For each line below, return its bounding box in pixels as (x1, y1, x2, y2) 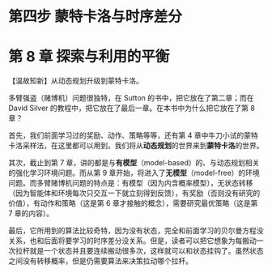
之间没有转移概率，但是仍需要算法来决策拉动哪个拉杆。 (8, 256, 193, 266)
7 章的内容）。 (8, 208, 54, 219)
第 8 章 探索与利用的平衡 (8, 48, 170, 66)
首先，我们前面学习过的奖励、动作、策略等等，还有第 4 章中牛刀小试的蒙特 (8, 130, 258, 140)
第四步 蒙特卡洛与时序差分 (8, 7, 182, 26)
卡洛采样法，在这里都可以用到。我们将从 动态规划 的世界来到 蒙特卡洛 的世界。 (8, 141, 264, 151)
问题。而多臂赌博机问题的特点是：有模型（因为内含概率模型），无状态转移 (8, 178, 253, 188)
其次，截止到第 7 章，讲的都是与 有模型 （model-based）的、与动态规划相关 (8, 158, 260, 168)
